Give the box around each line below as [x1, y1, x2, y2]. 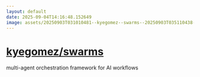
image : [6, 19, 23, 25]
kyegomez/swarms [6, 45, 104, 58]
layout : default [6, 8, 46, 15]
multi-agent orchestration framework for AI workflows [6, 64, 139, 71]
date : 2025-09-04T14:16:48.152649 [6, 14, 92, 20]
